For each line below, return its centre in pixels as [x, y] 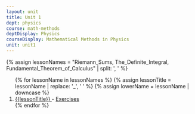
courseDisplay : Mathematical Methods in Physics [68, 39]
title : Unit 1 [24, 17]
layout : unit [22, 12]
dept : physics [24, 23]
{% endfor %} [32, 105]
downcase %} [32, 93]
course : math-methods [33, 28]
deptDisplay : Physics [33, 34]
